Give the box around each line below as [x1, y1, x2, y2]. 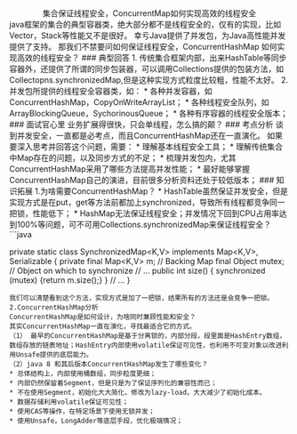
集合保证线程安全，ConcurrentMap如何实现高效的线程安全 [43, 8, 256, 19]
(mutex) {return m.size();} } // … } [9, 275, 131, 285]
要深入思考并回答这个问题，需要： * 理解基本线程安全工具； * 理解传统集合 [9, 141, 283, 152]
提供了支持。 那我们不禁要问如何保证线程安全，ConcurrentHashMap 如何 [9, 42, 277, 52]
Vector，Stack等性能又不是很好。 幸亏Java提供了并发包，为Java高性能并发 [9, 30, 286, 41]
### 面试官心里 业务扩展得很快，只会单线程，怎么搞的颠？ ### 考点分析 [9, 119, 274, 130]
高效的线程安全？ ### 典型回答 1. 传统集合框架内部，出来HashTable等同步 [16, 52, 287, 63]
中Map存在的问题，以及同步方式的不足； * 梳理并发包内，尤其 [9, 153, 237, 163]
